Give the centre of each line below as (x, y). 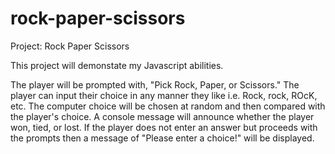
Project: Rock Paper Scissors (70, 46)
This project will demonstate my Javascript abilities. (117, 65)
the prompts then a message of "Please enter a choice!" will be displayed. (162, 138)
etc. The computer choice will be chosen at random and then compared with (168, 106)
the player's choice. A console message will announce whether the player (162, 116)
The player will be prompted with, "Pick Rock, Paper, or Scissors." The (155, 84)
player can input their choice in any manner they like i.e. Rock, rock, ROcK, (164, 95)
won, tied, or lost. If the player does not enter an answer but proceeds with (164, 127)
